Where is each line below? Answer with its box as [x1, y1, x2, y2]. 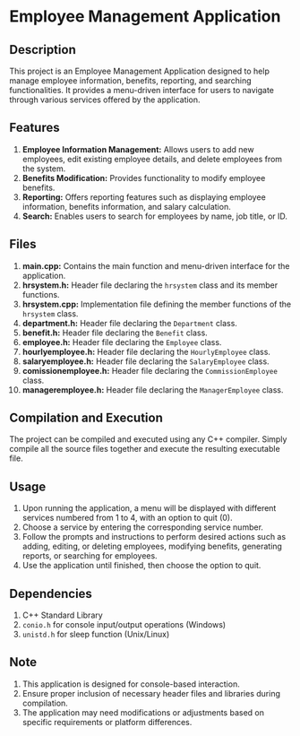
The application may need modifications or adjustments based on [21, 706, 264, 718]
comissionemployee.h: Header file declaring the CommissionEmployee [21, 365, 278, 376]
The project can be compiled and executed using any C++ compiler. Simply [9, 434, 287, 445]
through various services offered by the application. [9, 94, 201, 105]
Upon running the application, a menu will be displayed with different [21, 503, 277, 514]
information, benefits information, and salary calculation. [21, 201, 231, 212]
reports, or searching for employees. [21, 550, 159, 561]
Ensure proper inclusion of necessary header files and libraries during [21, 688, 280, 698]
